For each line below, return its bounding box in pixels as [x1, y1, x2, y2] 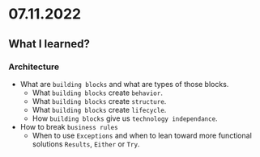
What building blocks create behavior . [32, 88, 164, 97]
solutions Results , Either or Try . [32, 138, 140, 149]
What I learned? [8, 37, 91, 51]
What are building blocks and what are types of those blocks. [19, 79, 229, 89]
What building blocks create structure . [32, 96, 167, 105]
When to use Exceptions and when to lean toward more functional [32, 130, 253, 140]
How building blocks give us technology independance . [32, 114, 218, 123]
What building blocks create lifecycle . [32, 105, 167, 114]
